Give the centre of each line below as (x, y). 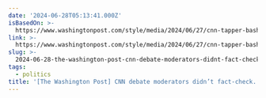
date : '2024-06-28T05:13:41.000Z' (65, 15)
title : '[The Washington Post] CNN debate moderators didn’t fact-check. (133, 81)
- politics (33, 74)
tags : (17, 67)
